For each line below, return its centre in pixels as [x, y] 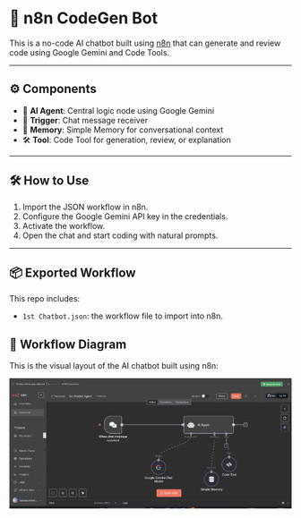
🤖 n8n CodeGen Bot [84, 18]
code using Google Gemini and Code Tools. [90, 52]
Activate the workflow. [64, 225]
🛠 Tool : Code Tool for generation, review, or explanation [126, 140]
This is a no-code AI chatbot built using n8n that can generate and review [145, 43]
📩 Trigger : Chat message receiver [85, 120]
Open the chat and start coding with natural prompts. [120, 235]
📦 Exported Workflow [73, 272]
